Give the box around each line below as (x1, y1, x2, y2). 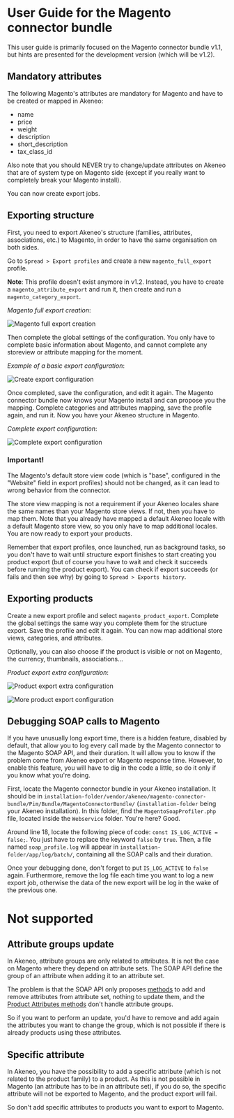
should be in (7, 792, 43, 801)
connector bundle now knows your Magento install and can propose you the (7, 396, 226, 404)
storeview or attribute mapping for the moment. (7, 347, 143, 356)
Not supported (7, 910, 94, 926)
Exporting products (7, 593, 93, 605)
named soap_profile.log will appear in (7, 843, 119, 851)
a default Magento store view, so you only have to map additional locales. (7, 522, 218, 530)
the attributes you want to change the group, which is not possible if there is (7, 1021, 226, 1029)
